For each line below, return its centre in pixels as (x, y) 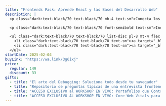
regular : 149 (23, 68)
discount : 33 (23, 73)
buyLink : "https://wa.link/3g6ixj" (42, 59)
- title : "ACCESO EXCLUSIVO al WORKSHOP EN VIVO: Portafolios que (79, 91)
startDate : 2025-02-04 (28, 54)
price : (12, 64)
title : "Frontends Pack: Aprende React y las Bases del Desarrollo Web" (82, 10)
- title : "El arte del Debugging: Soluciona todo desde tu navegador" (84, 82)
